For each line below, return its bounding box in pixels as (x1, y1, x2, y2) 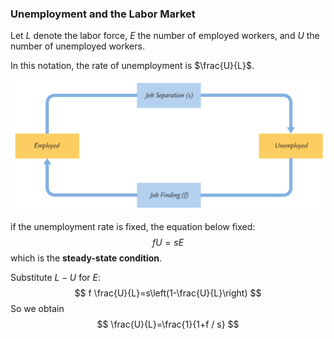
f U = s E (151, 237, 185, 249)
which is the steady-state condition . (10, 252, 163, 264)
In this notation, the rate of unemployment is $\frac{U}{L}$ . (10, 60, 255, 72)
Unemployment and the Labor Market (10, 7, 196, 21)
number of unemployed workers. (10, 40, 145, 52)
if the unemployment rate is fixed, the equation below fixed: (10, 221, 256, 233)
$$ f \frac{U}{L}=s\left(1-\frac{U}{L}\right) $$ (74, 287, 262, 299)
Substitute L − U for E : (10, 272, 101, 284)
